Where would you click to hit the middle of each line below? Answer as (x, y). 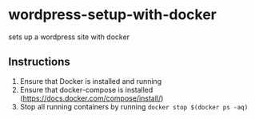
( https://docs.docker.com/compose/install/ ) (92, 98)
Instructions (39, 62)
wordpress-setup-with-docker (113, 15)
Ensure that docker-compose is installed (86, 89)
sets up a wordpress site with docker (69, 37)
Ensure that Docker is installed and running (91, 81)
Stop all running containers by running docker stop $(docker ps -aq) (134, 106)
